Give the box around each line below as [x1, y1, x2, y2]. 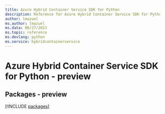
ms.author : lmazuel [5, 21, 45, 26]
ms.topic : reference [5, 30, 48, 35]
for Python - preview [5, 71, 91, 82]
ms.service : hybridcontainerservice [5, 39, 80, 44]
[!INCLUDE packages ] [5, 103, 50, 109]
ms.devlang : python [5, 35, 45, 40]
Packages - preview [5, 90, 67, 99]
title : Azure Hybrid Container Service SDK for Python [5, 7, 120, 12]
